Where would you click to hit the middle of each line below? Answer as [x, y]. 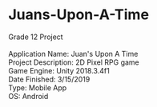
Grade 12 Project [36, 37]
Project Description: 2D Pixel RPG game [74, 62]
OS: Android [28, 96]
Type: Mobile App [38, 87]
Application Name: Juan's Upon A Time [73, 53]
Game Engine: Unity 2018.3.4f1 [59, 70]
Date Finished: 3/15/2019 [49, 79]
